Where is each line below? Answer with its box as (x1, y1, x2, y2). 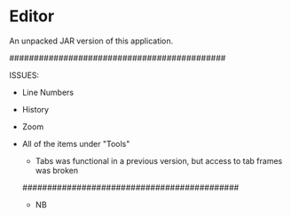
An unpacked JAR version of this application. (9, 35, 174, 46)
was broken (35, 165, 79, 175)
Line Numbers (21, 87, 74, 97)
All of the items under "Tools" (21, 138, 130, 149)
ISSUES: (9, 69, 40, 81)
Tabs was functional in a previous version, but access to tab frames (35, 155, 283, 166)
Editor (9, 6, 55, 27)
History (21, 104, 50, 114)
